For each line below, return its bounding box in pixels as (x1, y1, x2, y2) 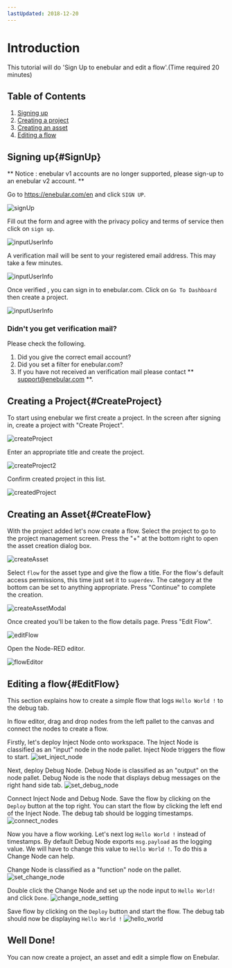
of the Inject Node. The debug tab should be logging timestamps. (7, 809, 194, 817)
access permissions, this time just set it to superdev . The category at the (7, 576, 213, 584)
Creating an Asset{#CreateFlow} (7, 508, 152, 520)
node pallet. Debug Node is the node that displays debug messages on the (7, 773, 220, 781)
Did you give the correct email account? (17, 353, 132, 362)
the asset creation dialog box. (7, 542, 92, 550)
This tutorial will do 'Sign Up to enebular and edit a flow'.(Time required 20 (7, 63, 220, 71)
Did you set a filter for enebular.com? (17, 360, 123, 368)
